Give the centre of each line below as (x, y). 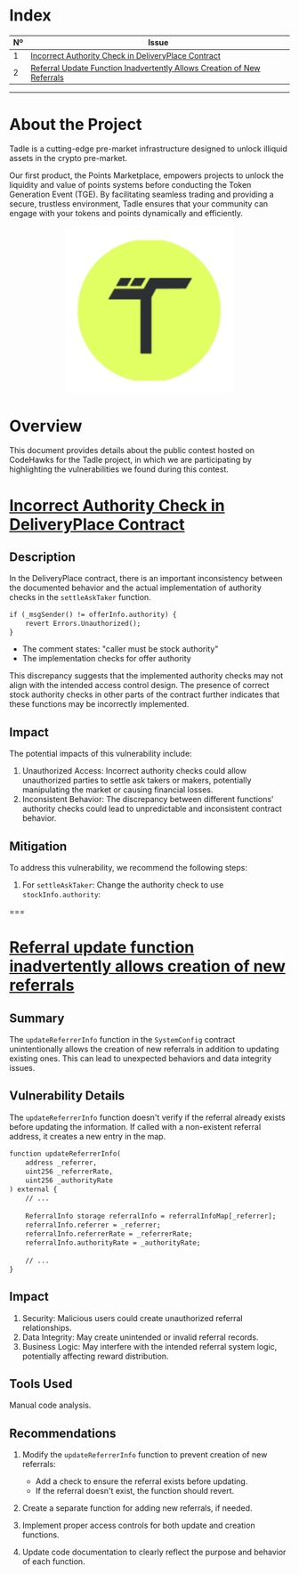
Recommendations (63, 1433)
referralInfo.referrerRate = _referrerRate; (109, 1234)
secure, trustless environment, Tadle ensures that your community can (139, 204)
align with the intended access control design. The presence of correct (139, 686)
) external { (33, 1189)
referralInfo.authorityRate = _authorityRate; (113, 1243)
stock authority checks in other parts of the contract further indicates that (145, 694)
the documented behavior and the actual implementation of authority (136, 588)
